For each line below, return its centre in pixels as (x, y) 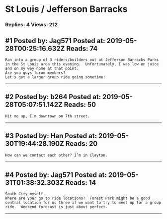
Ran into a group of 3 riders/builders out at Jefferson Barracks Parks (82, 60)
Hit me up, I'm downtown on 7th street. (48, 116)
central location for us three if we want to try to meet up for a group (83, 203)
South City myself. (25, 194)
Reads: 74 (82, 48)
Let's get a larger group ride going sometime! (55, 77)
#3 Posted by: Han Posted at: (51, 136)
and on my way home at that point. (42, 68)
